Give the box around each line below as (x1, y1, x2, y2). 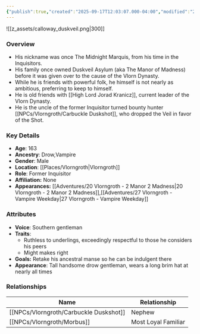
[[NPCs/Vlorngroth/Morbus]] (9, 317, 90, 326)
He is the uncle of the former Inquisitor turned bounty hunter (14, 103, 164, 111)
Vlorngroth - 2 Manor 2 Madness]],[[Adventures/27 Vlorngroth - (14, 189, 173, 196)
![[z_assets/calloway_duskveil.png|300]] (6, 25, 105, 32)
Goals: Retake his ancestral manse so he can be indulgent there (14, 255, 172, 262)
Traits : (14, 230, 32, 237)
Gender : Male (14, 157, 49, 165)
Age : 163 (14, 145, 37, 152)
